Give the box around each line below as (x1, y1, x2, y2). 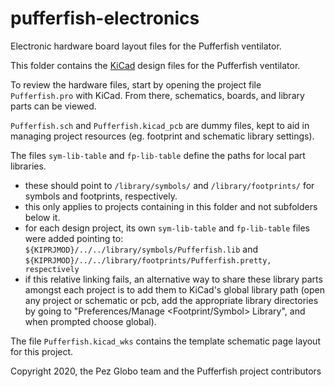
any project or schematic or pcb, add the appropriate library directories (24, 294, 319, 306)
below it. (24, 211, 61, 223)
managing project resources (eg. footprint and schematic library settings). (10, 130, 315, 142)
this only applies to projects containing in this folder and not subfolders (24, 200, 318, 212)
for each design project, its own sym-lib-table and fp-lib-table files (24, 222, 310, 234)
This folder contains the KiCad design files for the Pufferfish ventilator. (10, 59, 301, 71)
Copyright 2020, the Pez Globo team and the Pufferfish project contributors (10, 365, 322, 377)
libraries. (10, 160, 47, 172)
